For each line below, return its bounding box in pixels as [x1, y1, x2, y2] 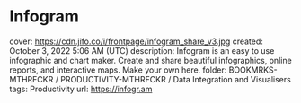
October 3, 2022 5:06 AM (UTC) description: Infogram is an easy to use [9, 45, 275, 56]
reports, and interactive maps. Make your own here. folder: [9, 64, 227, 75]
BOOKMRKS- [228, 64, 278, 75]
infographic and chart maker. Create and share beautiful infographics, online [9, 55, 292, 65]
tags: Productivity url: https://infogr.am [9, 83, 153, 94]
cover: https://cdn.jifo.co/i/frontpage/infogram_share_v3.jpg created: [9, 36, 263, 47]
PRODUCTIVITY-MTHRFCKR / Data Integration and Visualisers [59, 73, 292, 84]
